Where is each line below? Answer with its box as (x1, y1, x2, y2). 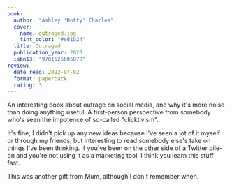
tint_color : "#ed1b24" (20, 36, 86, 43)
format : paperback (13, 75, 68, 82)
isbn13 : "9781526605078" (13, 56, 86, 63)
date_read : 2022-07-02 (13, 68, 80, 75)
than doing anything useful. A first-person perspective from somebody (7, 108, 211, 117)
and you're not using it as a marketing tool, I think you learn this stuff (16, 151, 215, 160)
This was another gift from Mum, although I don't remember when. (7, 172, 199, 181)
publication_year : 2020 (13, 50, 82, 57)
